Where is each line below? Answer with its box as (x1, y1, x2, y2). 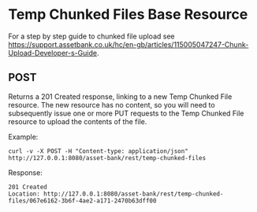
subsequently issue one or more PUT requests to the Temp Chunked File (8, 108, 244, 118)
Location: (8, 190, 41, 198)
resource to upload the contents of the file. (8, 116, 147, 126)
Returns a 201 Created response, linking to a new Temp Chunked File (8, 92, 233, 101)
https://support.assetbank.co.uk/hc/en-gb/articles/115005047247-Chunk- (8, 39, 249, 49)
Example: (8, 132, 39, 141)
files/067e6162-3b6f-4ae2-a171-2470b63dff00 (8, 196, 157, 205)
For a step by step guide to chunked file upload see (8, 31, 175, 41)
